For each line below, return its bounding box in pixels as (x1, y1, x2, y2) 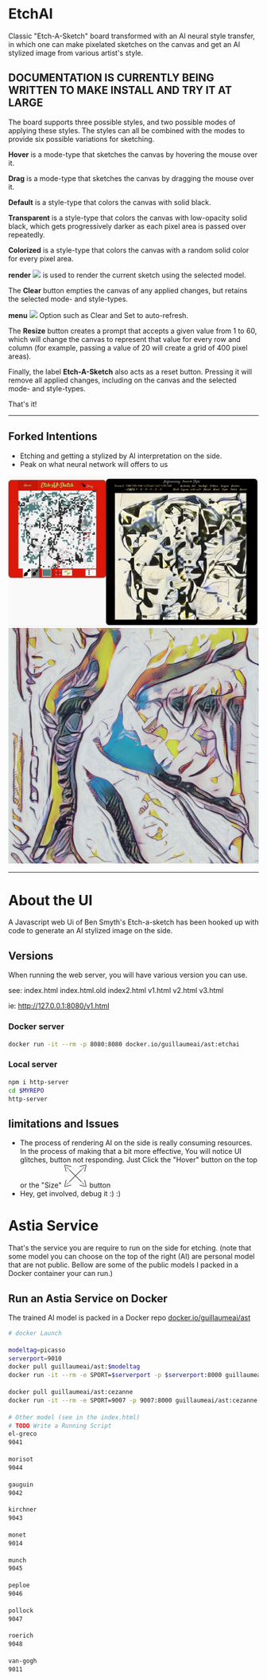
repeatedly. (8, 230, 45, 239)
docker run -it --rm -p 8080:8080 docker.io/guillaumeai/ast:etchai (8, 1040, 240, 1048)
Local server (8, 1059, 58, 1070)
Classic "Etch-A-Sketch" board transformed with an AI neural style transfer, (8, 31, 256, 41)
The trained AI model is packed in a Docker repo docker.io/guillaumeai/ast (8, 1313, 251, 1322)
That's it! (8, 399, 37, 409)
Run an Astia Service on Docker (8, 1292, 168, 1305)
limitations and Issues (8, 1117, 119, 1130)
